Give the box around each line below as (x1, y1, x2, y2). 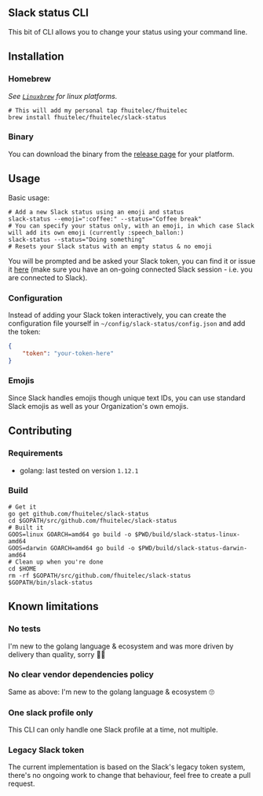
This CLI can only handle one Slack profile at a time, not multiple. (8, 725, 218, 735)
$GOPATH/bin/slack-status (8, 579, 93, 586)
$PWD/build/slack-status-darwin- (137, 544, 247, 552)
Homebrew (8, 74, 51, 85)
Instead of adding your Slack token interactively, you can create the (8, 310, 227, 319)
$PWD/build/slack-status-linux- (134, 530, 241, 539)
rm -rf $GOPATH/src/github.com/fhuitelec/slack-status (8, 571, 192, 579)
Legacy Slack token (8, 745, 85, 756)
